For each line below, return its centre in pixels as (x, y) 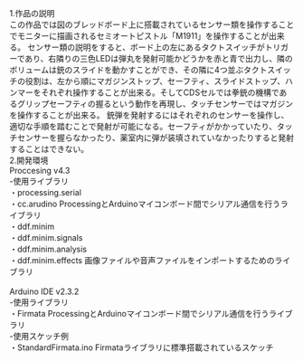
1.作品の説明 (32, 13)
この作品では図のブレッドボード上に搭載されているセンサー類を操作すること (152, 24)
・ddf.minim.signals (46, 237)
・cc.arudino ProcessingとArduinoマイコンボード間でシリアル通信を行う (145, 204)
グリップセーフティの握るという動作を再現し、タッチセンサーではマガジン (155, 104)
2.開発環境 (29, 160)
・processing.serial (45, 192)
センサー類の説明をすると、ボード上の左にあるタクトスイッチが (146, 47)
